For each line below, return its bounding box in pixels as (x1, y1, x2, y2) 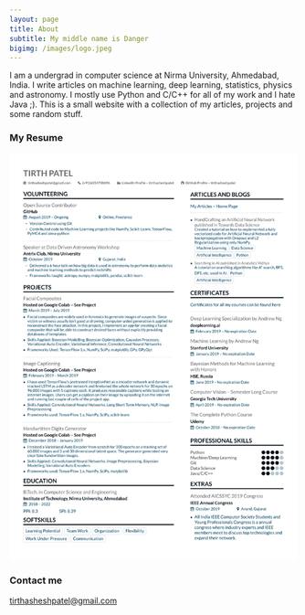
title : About (9, 24, 59, 34)
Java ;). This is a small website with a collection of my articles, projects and (9, 99, 293, 110)
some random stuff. (9, 109, 84, 120)
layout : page (9, 15, 59, 24)
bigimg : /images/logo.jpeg (9, 44, 112, 53)
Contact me (9, 574, 63, 587)
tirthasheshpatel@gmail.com (9, 595, 117, 606)
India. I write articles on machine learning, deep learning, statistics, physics (9, 80, 293, 90)
